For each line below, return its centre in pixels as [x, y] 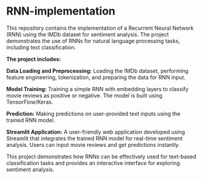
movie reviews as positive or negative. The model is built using [84, 95]
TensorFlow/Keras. [30, 102]
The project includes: [34, 59]
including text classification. [41, 47]
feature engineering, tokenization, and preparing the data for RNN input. [96, 77]
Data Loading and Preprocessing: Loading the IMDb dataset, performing [97, 70]
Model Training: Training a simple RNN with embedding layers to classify [97, 89]
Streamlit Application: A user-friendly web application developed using [96, 132]
